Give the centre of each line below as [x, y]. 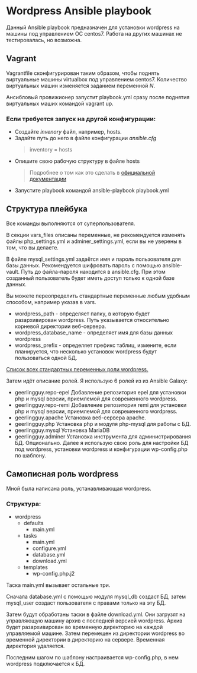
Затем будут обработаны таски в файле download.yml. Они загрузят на [96, 614]
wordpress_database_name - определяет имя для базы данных [94, 332]
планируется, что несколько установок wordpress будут [86, 351]
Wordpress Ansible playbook [79, 11]
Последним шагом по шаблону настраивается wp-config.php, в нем [93, 657]
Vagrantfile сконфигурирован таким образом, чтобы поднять [83, 73]
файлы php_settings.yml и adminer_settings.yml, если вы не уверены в [94, 241]
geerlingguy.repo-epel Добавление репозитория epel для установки [100, 392]
